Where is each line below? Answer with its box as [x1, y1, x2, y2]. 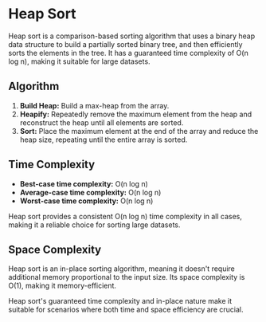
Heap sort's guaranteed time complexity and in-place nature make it [8, 296, 233, 306]
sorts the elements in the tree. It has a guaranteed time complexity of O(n [8, 48, 248, 57]
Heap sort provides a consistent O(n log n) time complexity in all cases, [8, 211, 243, 221]
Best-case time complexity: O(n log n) [19, 179, 149, 188]
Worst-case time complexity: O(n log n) [19, 196, 154, 206]
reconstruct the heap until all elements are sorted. [19, 117, 184, 128]
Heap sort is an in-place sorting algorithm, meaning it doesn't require [8, 264, 235, 273]
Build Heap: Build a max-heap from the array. [19, 100, 170, 110]
